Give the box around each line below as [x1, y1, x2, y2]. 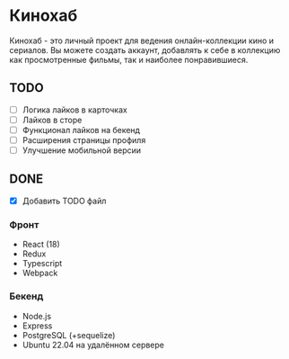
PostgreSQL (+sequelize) [22, 329, 116, 340]
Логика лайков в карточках [22, 104, 127, 115]
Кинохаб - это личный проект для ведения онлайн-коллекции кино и [9, 35, 275, 46]
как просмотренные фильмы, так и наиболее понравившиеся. [9, 54, 249, 65]
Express [22, 320, 53, 331]
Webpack [22, 267, 58, 279]
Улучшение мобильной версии [22, 145, 142, 156]
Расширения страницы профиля [22, 134, 146, 145]
